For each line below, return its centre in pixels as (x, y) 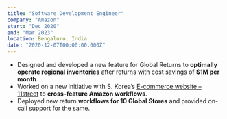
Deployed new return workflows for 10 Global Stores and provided (112, 101)
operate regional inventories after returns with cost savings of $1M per (118, 72)
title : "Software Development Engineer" (66, 13)
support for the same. (59, 108)
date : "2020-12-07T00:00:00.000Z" (57, 45)
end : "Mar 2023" (30, 32)
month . (27, 79)
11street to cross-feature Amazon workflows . (82, 94)
